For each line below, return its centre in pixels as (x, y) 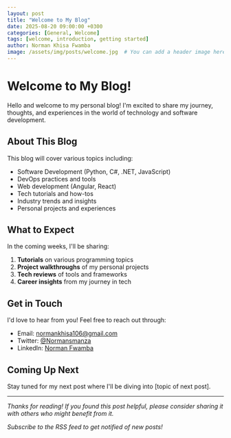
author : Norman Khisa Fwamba (49, 46)
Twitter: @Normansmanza (54, 341)
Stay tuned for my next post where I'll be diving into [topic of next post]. (109, 386)
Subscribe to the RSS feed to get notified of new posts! (85, 427)
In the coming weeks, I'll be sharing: (58, 246)
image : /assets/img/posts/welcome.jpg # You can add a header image (109, 52)
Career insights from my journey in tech (74, 282)
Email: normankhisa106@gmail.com (67, 334)
